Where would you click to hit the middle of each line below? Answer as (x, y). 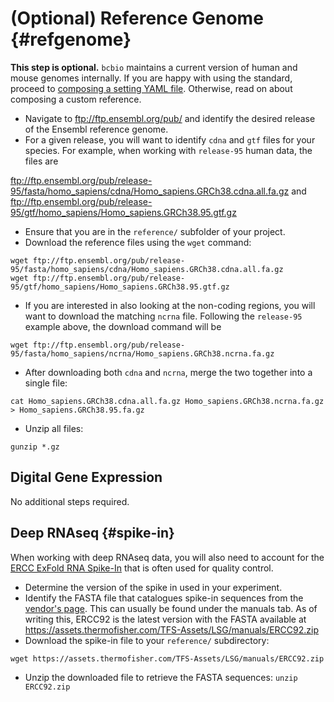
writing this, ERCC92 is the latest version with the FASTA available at (165, 619)
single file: (46, 383)
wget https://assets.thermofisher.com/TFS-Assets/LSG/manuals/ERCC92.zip (167, 658)
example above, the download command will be (123, 326)
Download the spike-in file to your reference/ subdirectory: (147, 640)
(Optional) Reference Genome (137, 18)
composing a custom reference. (76, 99)
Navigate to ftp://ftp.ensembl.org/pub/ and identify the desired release (170, 118)
